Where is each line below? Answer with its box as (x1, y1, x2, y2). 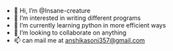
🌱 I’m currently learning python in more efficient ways (13, 21, 167, 29)
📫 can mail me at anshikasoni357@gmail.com (13, 37, 145, 44)
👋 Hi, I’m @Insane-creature (13, 7, 91, 14)
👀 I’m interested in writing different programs (13, 14, 141, 22)
